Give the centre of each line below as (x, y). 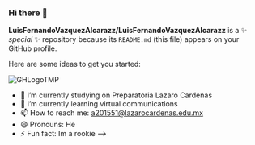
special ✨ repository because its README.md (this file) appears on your (124, 39)
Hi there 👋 (28, 13)
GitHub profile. (33, 48)
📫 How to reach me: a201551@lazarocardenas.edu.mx (112, 113)
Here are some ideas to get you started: (75, 64)
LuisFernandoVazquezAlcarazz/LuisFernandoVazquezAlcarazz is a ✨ (128, 31)
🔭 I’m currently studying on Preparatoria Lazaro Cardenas (116, 95)
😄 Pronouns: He (47, 125)
